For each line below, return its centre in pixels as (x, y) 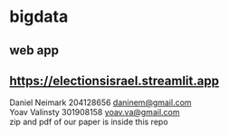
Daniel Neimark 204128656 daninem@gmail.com (100, 102)
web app (34, 50)
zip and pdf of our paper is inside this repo (89, 122)
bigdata (39, 17)
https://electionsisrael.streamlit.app (114, 80)
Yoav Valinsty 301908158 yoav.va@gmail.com (95, 112)
